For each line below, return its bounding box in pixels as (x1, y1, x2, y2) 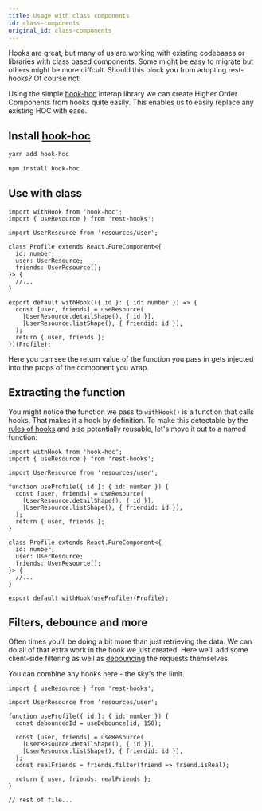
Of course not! (33, 73, 81, 84)
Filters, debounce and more (8, 615, 148, 629)
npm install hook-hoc (8, 165, 80, 173)
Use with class (8, 186, 82, 200)
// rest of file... (8, 796, 73, 805)
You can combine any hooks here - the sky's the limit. (8, 669, 185, 679)
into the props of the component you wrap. (8, 362, 150, 372)
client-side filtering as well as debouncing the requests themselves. (8, 654, 230, 664)
